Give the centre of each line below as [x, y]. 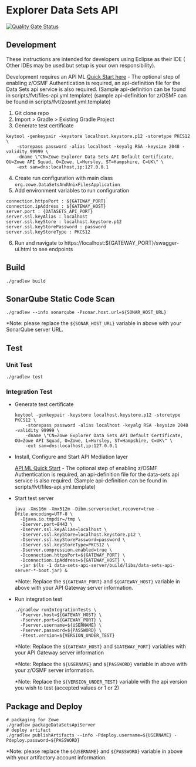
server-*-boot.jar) [38, 571]
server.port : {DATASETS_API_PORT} [50, 211]
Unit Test [19, 364]
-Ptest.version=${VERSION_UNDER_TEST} [67, 636]
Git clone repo [32, 113]
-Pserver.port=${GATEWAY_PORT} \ [61, 620]
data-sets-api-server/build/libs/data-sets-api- [115, 566]
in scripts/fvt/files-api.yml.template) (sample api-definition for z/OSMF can [97, 95]
